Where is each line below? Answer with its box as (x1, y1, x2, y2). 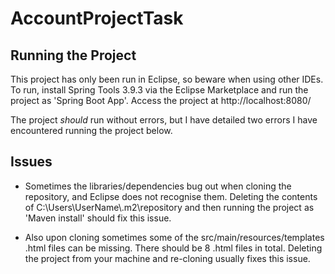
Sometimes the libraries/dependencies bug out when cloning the (24, 180, 292, 192)
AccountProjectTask (10, 7, 184, 30)
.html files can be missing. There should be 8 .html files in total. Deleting (24, 242, 323, 254)
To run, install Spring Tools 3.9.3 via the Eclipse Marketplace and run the (10, 84, 309, 96)
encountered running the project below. (10, 125, 173, 136)
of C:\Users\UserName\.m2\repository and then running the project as (24, 201, 315, 213)
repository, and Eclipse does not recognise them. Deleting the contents (24, 190, 318, 202)
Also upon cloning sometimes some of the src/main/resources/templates (24, 231, 325, 243)
